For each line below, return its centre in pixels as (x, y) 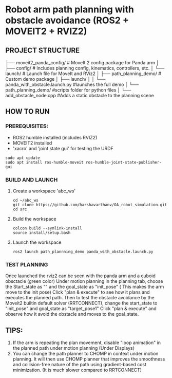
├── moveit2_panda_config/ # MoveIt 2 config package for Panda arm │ (82, 62)
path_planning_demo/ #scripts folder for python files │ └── (68, 90)
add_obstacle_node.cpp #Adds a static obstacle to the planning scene (80, 95)
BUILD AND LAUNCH (32, 179)
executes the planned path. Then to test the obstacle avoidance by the (80, 298)
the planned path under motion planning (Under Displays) (74, 348)
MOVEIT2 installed (32, 143)
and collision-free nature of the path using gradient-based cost (80, 365)
